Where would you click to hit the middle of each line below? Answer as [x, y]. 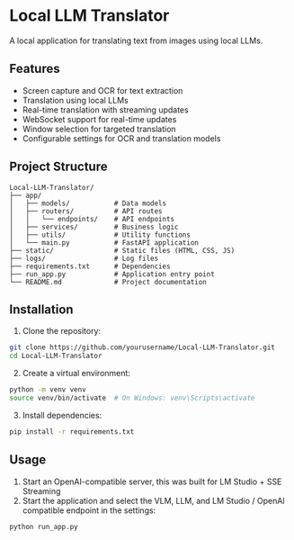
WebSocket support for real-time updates [99, 119]
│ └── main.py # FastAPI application [104, 243]
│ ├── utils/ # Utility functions [100, 235]
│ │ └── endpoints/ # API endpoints [92, 219]
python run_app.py [44, 526]
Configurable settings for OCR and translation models [121, 138]
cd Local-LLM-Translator [56, 356]
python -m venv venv [48, 390]
